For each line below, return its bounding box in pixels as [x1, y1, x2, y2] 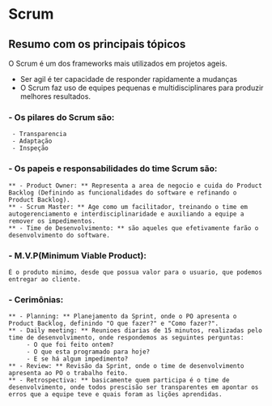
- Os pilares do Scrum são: [8, 111, 115, 122]
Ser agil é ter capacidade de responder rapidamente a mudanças [19, 75, 237, 83]
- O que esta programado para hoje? [26, 348, 151, 357]
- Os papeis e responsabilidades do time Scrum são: [8, 163, 218, 174]
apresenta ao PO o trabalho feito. [8, 370, 129, 378]
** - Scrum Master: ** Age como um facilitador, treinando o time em [8, 203, 249, 211]
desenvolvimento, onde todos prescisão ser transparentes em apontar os [8, 383, 259, 391]
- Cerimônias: [8, 293, 64, 305]
